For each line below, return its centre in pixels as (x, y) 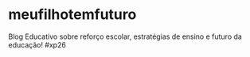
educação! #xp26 (37, 44)
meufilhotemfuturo (72, 15)
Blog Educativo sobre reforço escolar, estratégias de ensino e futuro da (125, 36)
